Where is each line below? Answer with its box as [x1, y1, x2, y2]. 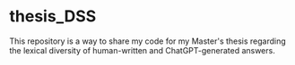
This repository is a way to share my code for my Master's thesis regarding [9, 36, 287, 46]
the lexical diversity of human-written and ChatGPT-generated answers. [9, 45, 275, 55]
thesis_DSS [9, 6, 97, 27]
